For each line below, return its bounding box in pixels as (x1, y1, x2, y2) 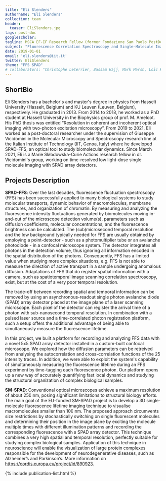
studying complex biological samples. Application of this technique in (5, 439, 146, 445)
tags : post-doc (5, 30, 37, 35)
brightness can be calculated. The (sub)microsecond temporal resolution (5, 226, 154, 232)
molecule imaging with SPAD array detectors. (5, 162, 97, 168)
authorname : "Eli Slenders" (5, 12, 63, 17)
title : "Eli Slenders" (5, 7, 52, 12)
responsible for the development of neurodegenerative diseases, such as (5, 450, 154, 456)
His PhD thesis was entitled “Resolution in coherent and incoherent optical (5, 120, 157, 125)
